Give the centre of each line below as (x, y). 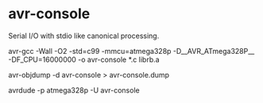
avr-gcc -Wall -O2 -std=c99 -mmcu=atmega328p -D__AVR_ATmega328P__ (131, 51)
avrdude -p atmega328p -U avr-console (74, 90)
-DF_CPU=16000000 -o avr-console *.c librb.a (84, 59)
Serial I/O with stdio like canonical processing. (84, 36)
